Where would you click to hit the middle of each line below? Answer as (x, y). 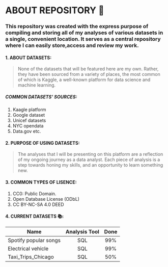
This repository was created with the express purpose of (77, 26)
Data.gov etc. (27, 131)
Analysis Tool (82, 231)
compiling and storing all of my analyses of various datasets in (84, 33)
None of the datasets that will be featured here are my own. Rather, (88, 69)
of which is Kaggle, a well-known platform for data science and (84, 80)
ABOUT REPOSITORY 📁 (55, 10)
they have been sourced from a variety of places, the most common (89, 74)
